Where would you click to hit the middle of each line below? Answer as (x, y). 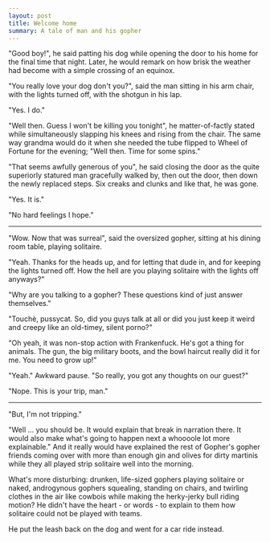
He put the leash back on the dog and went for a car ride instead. (117, 529)
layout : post (30, 16)
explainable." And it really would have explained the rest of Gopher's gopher (135, 447)
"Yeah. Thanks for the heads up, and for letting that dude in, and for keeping (135, 263)
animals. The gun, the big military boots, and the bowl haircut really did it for (134, 352)
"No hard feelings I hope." (51, 215)
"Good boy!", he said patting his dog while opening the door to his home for (133, 54)
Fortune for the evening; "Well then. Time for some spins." (104, 151)
